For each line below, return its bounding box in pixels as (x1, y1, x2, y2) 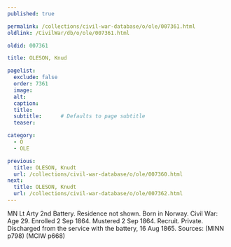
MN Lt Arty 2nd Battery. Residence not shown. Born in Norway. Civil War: (7, 209, 218, 218)
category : (7, 132, 36, 139)
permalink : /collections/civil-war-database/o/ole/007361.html (7, 22, 196, 30)
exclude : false (13, 74, 58, 81)
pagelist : (7, 67, 36, 74)
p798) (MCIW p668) (7, 232, 65, 240)
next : (7, 177, 23, 184)
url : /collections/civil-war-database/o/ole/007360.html (13, 171, 183, 178)
